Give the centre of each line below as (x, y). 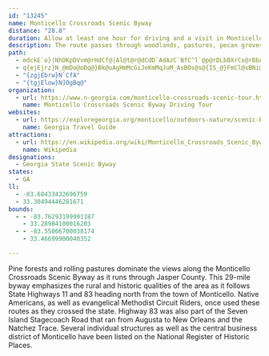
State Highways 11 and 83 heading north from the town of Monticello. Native (134, 294)
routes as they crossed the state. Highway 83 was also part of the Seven (128, 311)
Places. (20, 345)
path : (17, 53)
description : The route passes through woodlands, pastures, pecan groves (136, 46)
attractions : (30, 134)
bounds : (21, 209)
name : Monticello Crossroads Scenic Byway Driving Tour (118, 105)
